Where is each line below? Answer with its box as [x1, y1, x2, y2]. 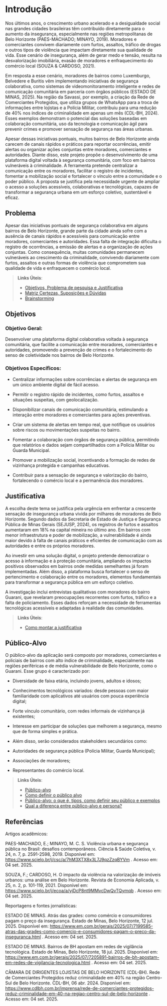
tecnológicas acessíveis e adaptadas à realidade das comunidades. [5, 605, 144, 611]
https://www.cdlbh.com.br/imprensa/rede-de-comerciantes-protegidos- [5, 985, 154, 991]
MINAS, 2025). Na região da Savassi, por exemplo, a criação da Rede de [5, 94, 155, 100]
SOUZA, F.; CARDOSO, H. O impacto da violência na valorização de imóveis [5, 872, 161, 878]
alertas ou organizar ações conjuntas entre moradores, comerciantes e [5, 146, 151, 152]
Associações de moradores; [12, 758, 71, 764]
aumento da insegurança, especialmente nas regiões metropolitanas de [5, 31, 153, 37]
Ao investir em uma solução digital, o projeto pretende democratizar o [5, 552, 149, 558]
